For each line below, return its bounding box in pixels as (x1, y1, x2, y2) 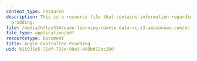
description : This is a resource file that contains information (6, 14, 169, 20)
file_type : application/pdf (6, 30, 75, 36)
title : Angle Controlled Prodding (6, 41, 91, 47)
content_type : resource (6, 8, 64, 15)
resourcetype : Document (6, 35, 64, 41)
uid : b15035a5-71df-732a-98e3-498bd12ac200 (6, 46, 114, 52)
